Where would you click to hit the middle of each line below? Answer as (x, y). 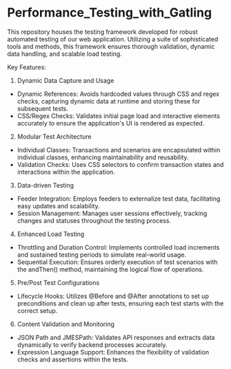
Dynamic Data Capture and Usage (66, 80)
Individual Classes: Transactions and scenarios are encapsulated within (119, 150)
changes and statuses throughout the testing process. (94, 220)
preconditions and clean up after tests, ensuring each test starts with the (120, 303)
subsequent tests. (43, 108)
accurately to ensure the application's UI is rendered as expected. (111, 123)
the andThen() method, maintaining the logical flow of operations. (110, 269)
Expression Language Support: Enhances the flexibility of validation (113, 352)
